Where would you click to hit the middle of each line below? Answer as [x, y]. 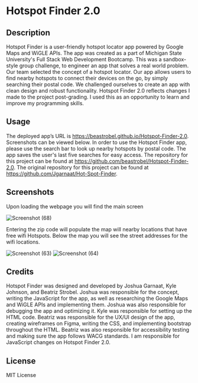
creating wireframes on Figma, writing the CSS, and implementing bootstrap [99, 323]
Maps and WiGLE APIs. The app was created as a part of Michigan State [94, 53]
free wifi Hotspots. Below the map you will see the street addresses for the [97, 235]
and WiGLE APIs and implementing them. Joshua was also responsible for [96, 305]
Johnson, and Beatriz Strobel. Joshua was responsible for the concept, [92, 292]
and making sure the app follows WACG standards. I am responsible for [93, 336]
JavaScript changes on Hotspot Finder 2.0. [58, 342]
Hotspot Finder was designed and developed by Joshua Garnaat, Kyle [91, 286]
